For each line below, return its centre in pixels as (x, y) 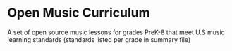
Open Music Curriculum (79, 13)
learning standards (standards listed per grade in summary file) (99, 39)
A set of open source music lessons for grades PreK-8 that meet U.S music (116, 32)
